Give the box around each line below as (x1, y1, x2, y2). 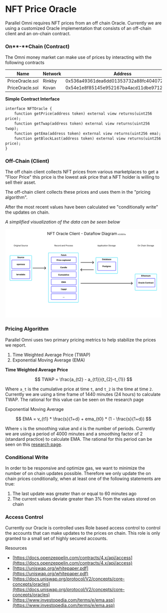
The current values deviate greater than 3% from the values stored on (12, 496, 156, 502)
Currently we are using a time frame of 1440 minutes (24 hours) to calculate (5, 391, 161, 397)
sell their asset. (5, 179, 36, 185)
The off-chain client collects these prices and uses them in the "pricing (5, 189, 151, 195)
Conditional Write (5, 454, 49, 461)
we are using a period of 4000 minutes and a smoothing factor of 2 (5, 431, 143, 437)
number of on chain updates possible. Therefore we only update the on (5, 471, 151, 477)
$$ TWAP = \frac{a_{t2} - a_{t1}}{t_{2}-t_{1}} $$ (34, 376, 133, 382)
